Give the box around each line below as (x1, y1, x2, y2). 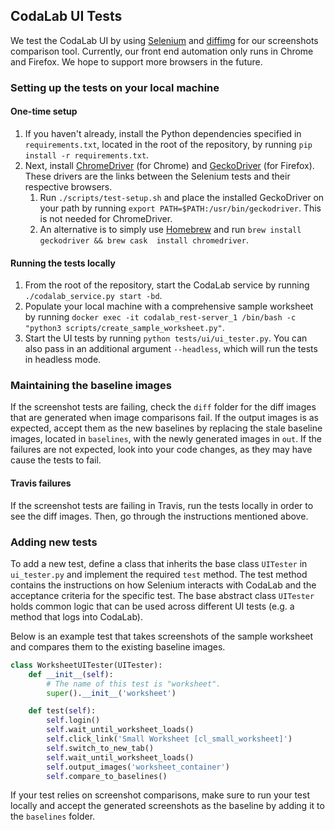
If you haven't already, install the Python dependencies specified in (24, 127, 302, 139)
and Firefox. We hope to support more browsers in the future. (10, 55, 263, 68)
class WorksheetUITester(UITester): (10, 660, 163, 670)
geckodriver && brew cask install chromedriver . (39, 234, 249, 246)
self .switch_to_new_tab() (46, 743, 155, 753)
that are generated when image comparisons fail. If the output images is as (10, 412, 319, 424)
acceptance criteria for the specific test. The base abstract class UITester (10, 589, 315, 601)
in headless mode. (24, 354, 102, 366)
